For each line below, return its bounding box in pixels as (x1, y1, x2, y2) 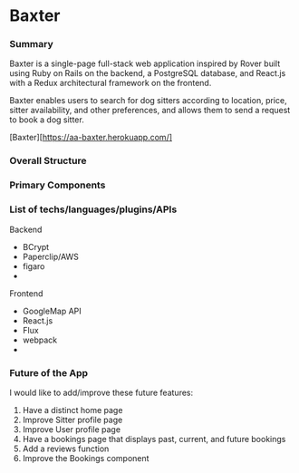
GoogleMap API (22, 305, 82, 316)
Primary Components (9, 179, 106, 191)
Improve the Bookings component (22, 452, 149, 463)
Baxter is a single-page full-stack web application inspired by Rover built (9, 58, 281, 69)
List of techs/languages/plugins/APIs (9, 203, 178, 216)
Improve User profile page (22, 423, 121, 435)
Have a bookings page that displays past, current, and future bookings (22, 433, 286, 444)
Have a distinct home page (22, 404, 123, 415)
